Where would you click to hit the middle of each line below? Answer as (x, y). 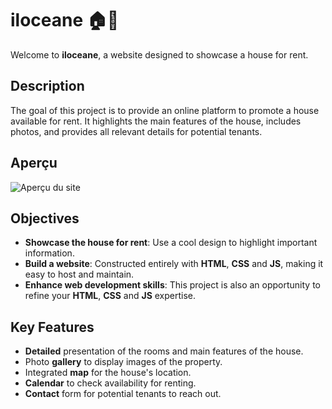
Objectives (45, 218)
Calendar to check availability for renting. (110, 383)
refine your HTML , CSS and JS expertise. (110, 296)
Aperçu (34, 163)
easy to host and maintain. (79, 274)
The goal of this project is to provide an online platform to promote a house (165, 110)
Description (47, 86)
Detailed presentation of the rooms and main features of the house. (164, 351)
